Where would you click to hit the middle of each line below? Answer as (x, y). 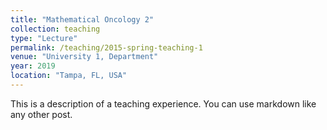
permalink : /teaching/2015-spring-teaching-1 (106, 47)
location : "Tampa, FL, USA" (69, 76)
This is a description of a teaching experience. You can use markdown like (163, 103)
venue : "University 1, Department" (84, 57)
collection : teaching (55, 29)
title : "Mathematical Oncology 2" (82, 19)
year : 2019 (33, 66)
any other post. (41, 114)
